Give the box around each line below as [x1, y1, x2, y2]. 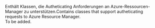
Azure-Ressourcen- [110, 4, 150, 9]
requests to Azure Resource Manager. [5, 14, 81, 19]
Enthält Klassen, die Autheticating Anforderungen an [5, 4, 110, 9]
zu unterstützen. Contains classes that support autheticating [24, 9, 143, 14]
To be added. [5, 19, 31, 24]
